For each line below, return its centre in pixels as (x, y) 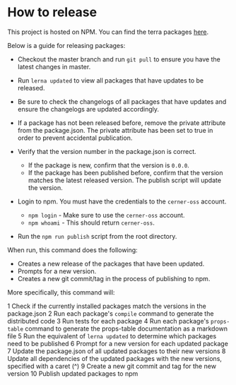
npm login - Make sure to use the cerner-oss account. (106, 215)
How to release (52, 12)
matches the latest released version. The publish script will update (124, 180)
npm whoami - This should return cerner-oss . (92, 223)
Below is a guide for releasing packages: (66, 45)
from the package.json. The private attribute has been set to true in (115, 130)
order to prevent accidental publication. (75, 138)
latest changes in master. (54, 66)
